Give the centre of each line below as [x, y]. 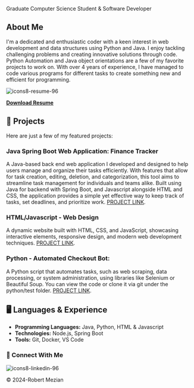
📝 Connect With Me [35, 355]
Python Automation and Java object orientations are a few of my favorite [95, 60]
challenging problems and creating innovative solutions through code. [92, 54]
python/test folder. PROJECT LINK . [49, 290]
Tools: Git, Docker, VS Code [49, 340]
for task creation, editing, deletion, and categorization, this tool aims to [93, 176]
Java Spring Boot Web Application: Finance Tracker [82, 151]
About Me [25, 27]
